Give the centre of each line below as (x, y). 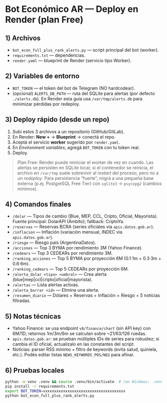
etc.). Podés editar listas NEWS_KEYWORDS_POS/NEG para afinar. (73, 355)
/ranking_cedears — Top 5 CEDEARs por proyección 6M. (71, 269)
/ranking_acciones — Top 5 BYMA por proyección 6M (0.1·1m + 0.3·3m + (87, 258)
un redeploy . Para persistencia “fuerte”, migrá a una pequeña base (85, 178)
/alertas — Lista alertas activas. (46, 285)
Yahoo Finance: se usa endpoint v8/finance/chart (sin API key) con (82, 328)
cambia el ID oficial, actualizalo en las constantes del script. (74, 344)
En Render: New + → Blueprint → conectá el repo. (64, 137)
